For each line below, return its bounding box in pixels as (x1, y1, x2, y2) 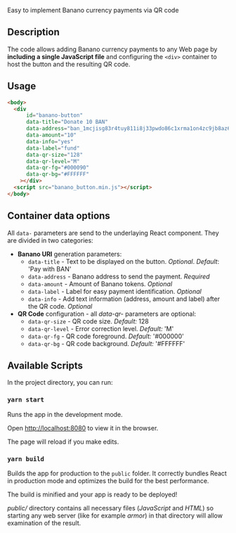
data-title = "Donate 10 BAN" (25, 119, 109, 126)
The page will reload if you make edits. (7, 437, 119, 446)
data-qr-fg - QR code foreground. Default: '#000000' (27, 332, 184, 340)
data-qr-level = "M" (25, 158, 80, 165)
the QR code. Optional (27, 302, 93, 310)
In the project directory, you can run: (7, 378, 113, 387)
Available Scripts (7, 359, 83, 371)
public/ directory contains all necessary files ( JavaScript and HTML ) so (7, 503, 214, 512)
